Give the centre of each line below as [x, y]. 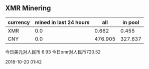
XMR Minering [28, 8]
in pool [131, 22]
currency [19, 22]
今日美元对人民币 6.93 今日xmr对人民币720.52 [53, 51]
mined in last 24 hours [62, 22]
